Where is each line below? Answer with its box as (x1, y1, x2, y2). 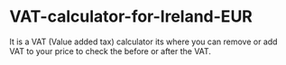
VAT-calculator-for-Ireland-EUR (9, 6, 253, 27)
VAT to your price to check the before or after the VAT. (9, 45, 212, 56)
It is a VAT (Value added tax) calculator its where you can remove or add (9, 36, 278, 47)
